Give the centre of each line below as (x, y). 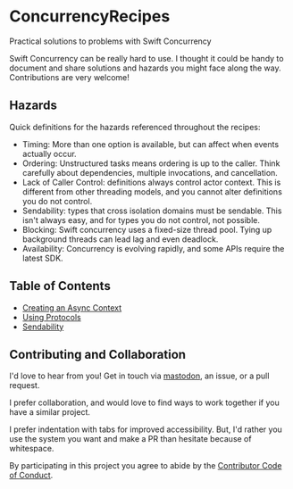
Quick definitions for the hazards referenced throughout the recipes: (135, 127)
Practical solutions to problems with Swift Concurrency (110, 41)
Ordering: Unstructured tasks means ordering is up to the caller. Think (151, 163)
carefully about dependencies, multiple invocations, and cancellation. (150, 172)
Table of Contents (60, 286)
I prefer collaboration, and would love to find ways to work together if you (144, 402)
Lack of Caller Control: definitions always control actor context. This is (151, 182)
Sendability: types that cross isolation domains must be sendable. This (152, 211)
